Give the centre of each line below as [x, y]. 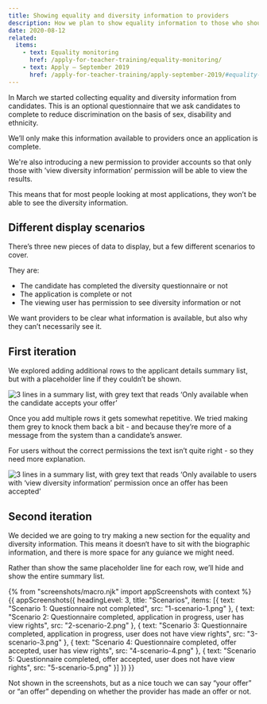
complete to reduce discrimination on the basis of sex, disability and [120, 114]
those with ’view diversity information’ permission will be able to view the [128, 170]
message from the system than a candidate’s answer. [95, 435]
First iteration [43, 352]
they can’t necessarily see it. [55, 327]
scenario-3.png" [35, 642]
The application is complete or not [76, 294]
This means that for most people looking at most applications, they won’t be [132, 194]
